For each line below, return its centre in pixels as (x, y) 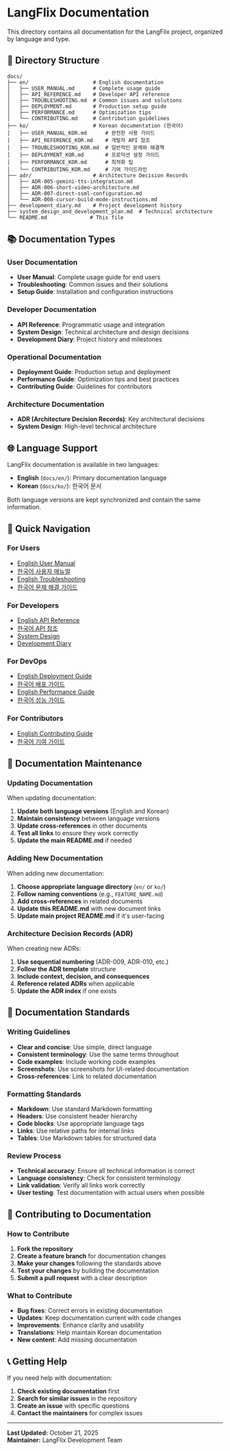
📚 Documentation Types (61, 239)
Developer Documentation (52, 310)
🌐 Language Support (52, 448)
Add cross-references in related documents (80, 901)
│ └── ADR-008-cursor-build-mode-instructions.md (82, 199)
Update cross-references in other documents (82, 826)
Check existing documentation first (68, 1391)
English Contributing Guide (55, 733)
